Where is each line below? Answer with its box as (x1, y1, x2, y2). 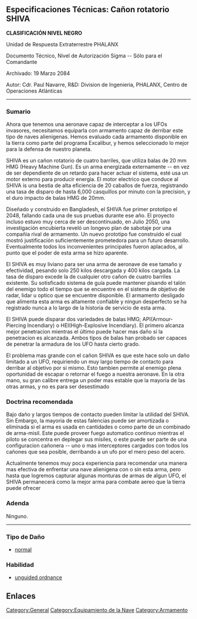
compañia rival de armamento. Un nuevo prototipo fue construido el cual (6, 231, 182, 238)
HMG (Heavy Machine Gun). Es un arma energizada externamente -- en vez (6, 164, 190, 171)
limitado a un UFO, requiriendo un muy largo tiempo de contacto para (6, 358, 174, 365)
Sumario (6, 107, 31, 115)
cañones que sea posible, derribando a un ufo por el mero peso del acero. (6, 448, 186, 455)
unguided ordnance (14, 574, 63, 581)
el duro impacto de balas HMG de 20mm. (6, 195, 106, 202)
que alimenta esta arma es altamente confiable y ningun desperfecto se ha (6, 298, 187, 305)
